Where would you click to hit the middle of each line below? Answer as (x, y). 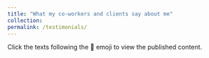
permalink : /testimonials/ (47, 27)
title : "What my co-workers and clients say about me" (90, 14)
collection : (25, 21)
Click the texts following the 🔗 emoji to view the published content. (105, 47)
